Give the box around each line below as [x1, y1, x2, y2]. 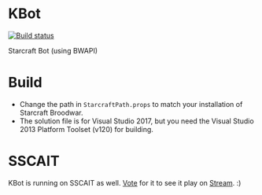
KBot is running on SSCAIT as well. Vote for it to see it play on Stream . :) [8, 178, 242, 187]
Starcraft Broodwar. [19, 108, 83, 117]
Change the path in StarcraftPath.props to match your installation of [19, 99, 243, 109]
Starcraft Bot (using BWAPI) [8, 46, 98, 55]
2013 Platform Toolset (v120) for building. [19, 124, 153, 134]
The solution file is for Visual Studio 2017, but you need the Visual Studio [19, 116, 254, 126]
